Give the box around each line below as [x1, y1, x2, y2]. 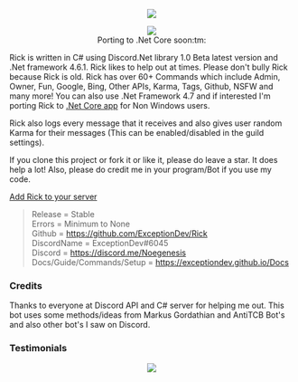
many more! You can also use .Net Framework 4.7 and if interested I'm [9, 91, 271, 101]
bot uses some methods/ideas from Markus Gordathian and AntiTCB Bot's [9, 310, 285, 320]
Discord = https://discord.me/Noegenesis [31, 247, 187, 258]
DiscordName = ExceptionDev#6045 [31, 238, 169, 248]
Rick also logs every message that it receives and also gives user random [9, 118, 283, 129]
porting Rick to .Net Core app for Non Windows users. [9, 100, 210, 110]
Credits [9, 279, 42, 291]
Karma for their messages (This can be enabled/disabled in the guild [9, 128, 265, 138]
